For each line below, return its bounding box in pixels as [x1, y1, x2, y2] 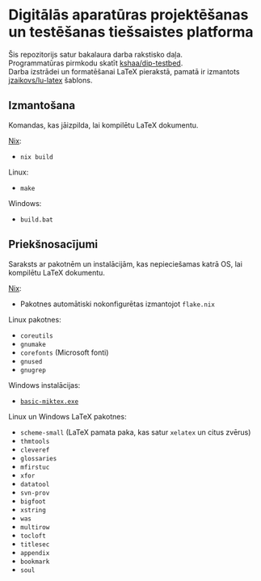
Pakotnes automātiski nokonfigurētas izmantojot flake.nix [19, 299, 216, 309]
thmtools [19, 437, 50, 445]
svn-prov [19, 489, 50, 497]
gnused [19, 357, 43, 365]
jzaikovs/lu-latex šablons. [8, 75, 93, 85]
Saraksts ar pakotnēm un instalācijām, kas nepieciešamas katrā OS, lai [8, 259, 242, 268]
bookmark [19, 558, 50, 566]
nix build [19, 153, 54, 161]
